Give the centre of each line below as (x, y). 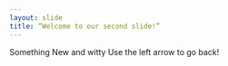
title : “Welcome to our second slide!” (85, 26)
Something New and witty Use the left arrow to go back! (114, 52)
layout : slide (36, 18)
